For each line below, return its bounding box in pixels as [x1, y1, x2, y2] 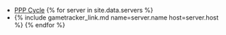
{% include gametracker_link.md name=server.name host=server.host [13, 13, 219, 22]
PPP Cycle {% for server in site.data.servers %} [13, 6, 154, 14]
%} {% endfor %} [13, 21, 66, 29]
